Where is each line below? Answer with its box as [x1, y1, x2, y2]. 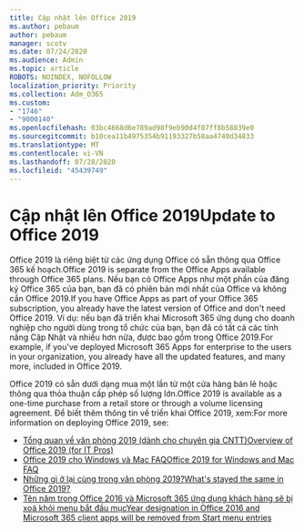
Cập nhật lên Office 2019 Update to [9, 205, 276, 226]
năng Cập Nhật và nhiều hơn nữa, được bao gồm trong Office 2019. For [9, 332, 274, 343]
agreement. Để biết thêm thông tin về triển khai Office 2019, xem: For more [9, 407, 289, 419]
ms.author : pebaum [9, 22, 79, 31]
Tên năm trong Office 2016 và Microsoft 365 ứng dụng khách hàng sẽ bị [22, 493, 294, 504]
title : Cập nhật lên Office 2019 [9, 13, 137, 23]
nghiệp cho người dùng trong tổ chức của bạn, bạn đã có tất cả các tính [9, 322, 279, 333]
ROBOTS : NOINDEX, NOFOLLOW [9, 73, 112, 82]
